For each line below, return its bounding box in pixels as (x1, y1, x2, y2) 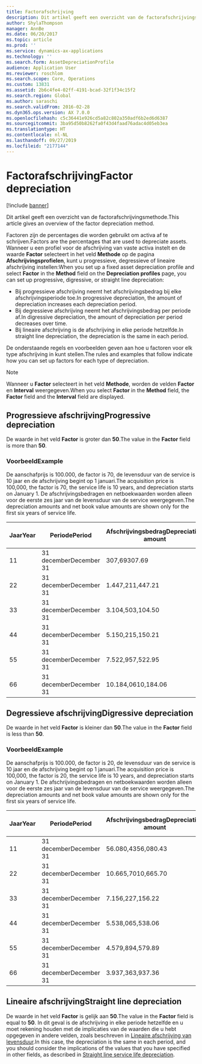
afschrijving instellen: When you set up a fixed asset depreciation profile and (6, 263, 194, 271)
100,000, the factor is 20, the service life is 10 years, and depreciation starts (6, 772, 194, 779)
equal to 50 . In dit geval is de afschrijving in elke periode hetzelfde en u (6, 1019, 183, 1026)
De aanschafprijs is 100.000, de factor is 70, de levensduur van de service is (6, 470, 195, 478)
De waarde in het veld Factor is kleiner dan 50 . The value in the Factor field (6, 724, 192, 731)
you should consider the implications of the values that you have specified (6, 1044, 191, 1051)
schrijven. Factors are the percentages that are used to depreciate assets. (6, 238, 188, 245)
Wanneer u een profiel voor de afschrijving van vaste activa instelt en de (6, 244, 186, 251)
